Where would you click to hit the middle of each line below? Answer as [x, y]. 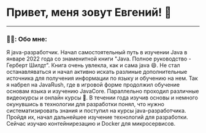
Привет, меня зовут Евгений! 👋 [89, 13]
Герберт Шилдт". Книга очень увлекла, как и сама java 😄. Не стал [93, 65]
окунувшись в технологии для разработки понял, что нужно [85, 104]
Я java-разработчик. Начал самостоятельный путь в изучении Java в [97, 52]
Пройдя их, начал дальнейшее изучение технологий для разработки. [97, 117]
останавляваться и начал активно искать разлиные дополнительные [97, 72]
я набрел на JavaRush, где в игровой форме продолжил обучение [93, 85]
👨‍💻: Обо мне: [27, 39]
